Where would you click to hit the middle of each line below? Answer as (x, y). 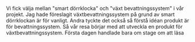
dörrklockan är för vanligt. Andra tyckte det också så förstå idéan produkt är (98, 20)
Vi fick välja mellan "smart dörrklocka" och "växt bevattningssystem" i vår (95, 8)
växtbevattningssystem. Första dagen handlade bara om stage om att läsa (95, 33)
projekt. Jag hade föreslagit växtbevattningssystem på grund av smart (90, 14)
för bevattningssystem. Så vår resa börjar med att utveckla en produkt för (94, 26)
